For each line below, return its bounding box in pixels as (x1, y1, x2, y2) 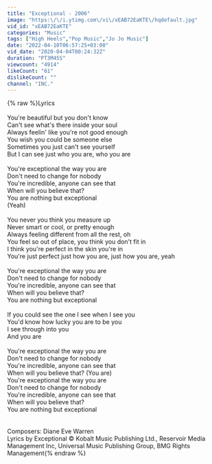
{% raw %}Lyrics (7, 99, 55, 107)
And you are (7, 332, 42, 340)
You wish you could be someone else (7, 135, 113, 144)
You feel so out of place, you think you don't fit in (7, 237, 146, 246)
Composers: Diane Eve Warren (7, 427, 94, 436)
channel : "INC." (7, 80, 54, 87)
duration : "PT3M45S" (7, 55, 67, 62)
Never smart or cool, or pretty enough (7, 223, 115, 231)
